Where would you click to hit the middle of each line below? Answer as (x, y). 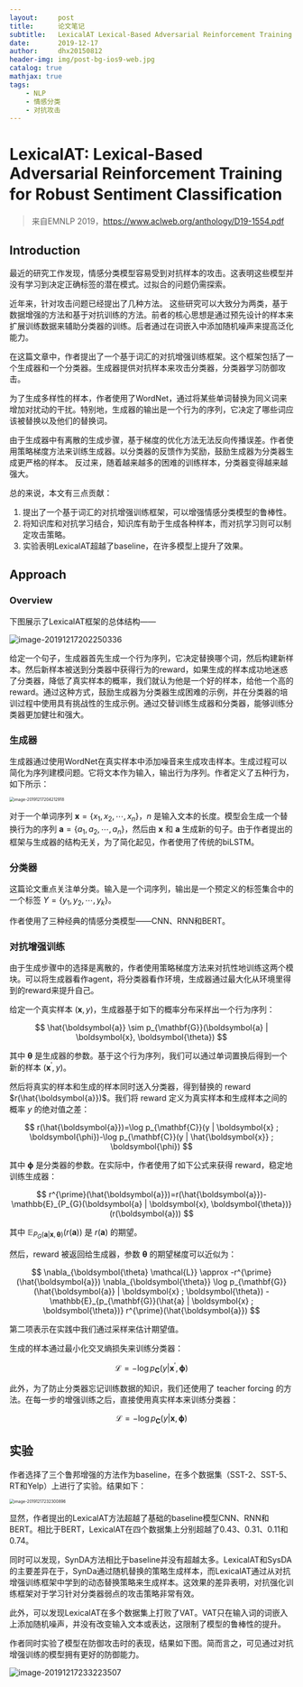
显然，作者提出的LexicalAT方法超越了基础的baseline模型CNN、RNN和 (139, 1517)
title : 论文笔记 (47, 26)
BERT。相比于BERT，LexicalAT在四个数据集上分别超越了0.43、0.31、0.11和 (149, 1529)
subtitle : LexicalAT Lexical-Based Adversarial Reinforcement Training (151, 34)
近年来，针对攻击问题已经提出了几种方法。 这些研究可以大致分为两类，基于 (149, 304)
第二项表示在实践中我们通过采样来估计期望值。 (96, 1329)
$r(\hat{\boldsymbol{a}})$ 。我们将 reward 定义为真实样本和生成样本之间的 (148, 1098)
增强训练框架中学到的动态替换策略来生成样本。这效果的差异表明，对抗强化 (147, 1582)
